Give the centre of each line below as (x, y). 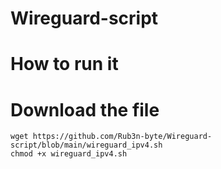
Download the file (85, 109)
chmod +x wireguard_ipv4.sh (69, 154)
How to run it (64, 64)
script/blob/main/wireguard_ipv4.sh (86, 145)
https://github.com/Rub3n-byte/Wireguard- (122, 137)
